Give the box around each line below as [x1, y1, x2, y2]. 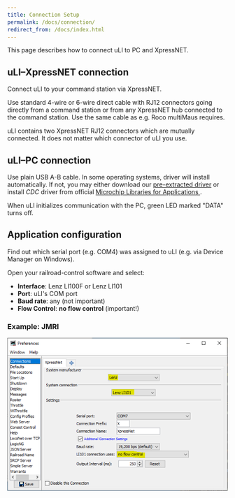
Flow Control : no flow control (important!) [17, 304, 140, 312]
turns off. [7, 209, 34, 217]
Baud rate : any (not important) [17, 297, 106, 305]
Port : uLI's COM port [17, 289, 78, 298]
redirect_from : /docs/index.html [7, 26, 105, 33]
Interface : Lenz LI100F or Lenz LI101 [17, 281, 122, 290]
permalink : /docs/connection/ [7, 18, 96, 26]
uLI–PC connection [7, 154, 92, 166]
